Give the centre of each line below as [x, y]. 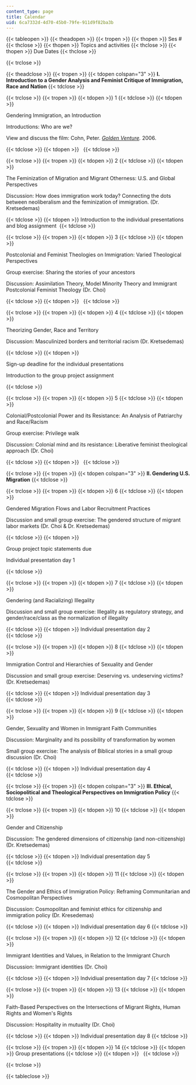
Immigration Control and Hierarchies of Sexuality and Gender [80, 664]
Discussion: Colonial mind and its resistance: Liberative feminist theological [97, 445]
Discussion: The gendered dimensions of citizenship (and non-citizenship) [96, 839]
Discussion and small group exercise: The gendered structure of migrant [94, 520]
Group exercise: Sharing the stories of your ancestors [71, 272]
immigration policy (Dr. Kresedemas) [50, 915]
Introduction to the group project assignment [60, 376]
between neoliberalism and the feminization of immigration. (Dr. [82, 202]
